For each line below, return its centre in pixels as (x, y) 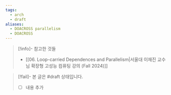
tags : (11, 10)
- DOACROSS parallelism (35, 29)
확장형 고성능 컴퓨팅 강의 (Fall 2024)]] (69, 66)
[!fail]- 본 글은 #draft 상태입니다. (50, 76)
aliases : (15, 24)
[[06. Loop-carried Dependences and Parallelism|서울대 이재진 (91, 59)
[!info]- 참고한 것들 (37, 49)
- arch (17, 15)
